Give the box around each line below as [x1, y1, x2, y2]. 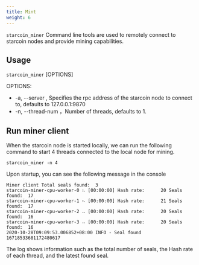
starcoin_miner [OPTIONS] [6, 71, 74, 78]
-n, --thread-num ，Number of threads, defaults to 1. [14, 108, 147, 115]
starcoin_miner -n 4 [6, 160, 58, 166]
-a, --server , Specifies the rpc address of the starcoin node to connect [14, 94, 193, 101]
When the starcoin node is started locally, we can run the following [6, 142, 172, 149]
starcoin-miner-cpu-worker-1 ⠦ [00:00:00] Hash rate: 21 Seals [6, 198, 183, 204]
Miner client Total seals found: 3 [6, 182, 98, 188]
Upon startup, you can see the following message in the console [6, 170, 166, 178]
